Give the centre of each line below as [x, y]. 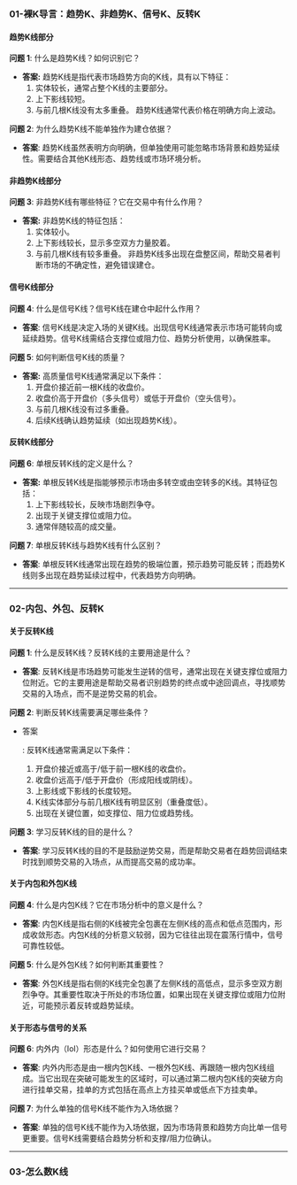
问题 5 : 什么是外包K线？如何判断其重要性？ [87, 965]
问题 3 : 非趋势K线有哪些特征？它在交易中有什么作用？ [107, 202]
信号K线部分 [32, 287]
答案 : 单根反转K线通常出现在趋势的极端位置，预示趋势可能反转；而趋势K [153, 564]
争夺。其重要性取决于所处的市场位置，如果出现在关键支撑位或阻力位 [154, 995]
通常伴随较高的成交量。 [78, 526]
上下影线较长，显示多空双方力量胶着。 [105, 243]
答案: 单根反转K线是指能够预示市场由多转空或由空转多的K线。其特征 [146, 482]
